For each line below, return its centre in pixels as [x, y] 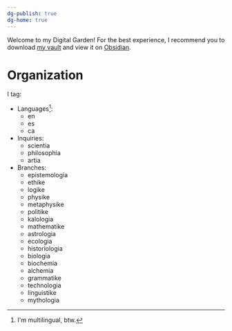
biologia [39, 256]
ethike [36, 182]
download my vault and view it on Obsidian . [69, 47]
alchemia [40, 271]
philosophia [44, 153]
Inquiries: [30, 138]
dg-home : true [28, 20]
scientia [39, 145]
